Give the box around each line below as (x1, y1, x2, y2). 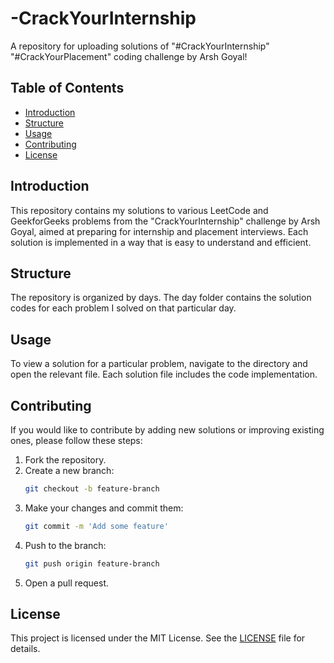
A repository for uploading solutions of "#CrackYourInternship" (10, 40, 270, 52)
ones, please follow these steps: (10, 435, 143, 446)
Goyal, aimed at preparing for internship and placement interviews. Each (10, 225, 309, 237)
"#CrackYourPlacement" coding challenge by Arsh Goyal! (10, 50, 248, 62)
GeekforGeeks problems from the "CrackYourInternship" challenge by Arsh (10, 215, 321, 227)
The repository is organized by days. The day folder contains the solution (10, 292, 312, 304)
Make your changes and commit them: (24, 502, 184, 514)
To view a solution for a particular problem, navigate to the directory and (10, 358, 308, 370)
